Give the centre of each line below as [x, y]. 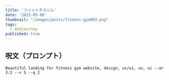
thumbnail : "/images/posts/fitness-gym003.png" [57, 19]
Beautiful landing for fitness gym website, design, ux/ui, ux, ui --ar [84, 68]
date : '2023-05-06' [26, 15]
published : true [23, 34]
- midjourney [24, 29]
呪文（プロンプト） [36, 56]
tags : [11, 24]
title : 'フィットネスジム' [31, 10]
